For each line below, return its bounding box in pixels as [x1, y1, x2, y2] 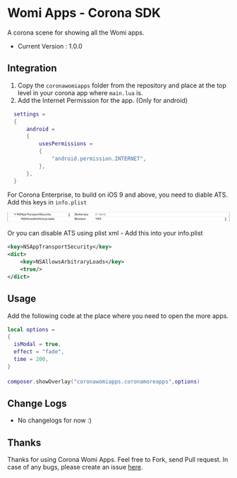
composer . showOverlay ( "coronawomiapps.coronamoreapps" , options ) [7, 378, 200, 385]
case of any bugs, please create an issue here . [7, 463, 143, 472]
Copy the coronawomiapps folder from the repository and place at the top [17, 81, 227, 90]
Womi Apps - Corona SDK [7, 5, 161, 21]
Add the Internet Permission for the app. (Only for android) [17, 96, 188, 104]
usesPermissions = [38, 140, 93, 147]
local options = [7, 326, 55, 333]
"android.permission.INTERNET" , [51, 155, 147, 162]
